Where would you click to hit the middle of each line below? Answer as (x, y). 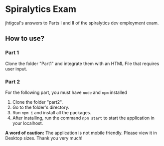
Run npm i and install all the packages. (52, 112)
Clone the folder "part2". (38, 102)
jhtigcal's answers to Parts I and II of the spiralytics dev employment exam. (82, 23)
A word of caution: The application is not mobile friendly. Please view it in (81, 133)
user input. (16, 69)
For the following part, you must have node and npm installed (66, 92)
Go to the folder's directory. (41, 107)
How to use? (25, 38)
